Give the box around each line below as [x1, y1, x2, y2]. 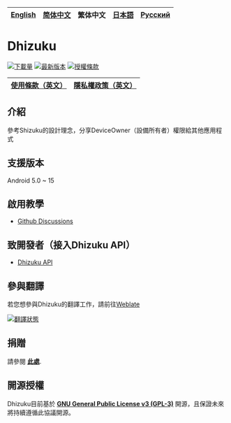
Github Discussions [17, 217, 73, 226]
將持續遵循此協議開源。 [7, 408, 75, 417]
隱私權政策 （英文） [73, 80, 137, 90]
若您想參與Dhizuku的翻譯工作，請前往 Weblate [7, 300, 140, 308]
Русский [140, 10, 171, 20]
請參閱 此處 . [7, 357, 42, 366]
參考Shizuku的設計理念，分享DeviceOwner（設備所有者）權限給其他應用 [7, 126, 216, 134]
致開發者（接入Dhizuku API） [7, 239, 135, 251]
